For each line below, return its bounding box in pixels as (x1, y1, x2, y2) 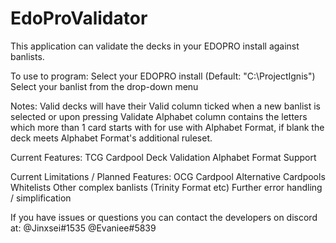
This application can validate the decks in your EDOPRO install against (10, 40, 300, 52)
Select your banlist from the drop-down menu (10, 80, 199, 92)
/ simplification (10, 192, 72, 204)
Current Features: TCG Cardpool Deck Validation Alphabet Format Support (10, 151, 317, 163)
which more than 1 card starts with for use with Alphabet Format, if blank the (10, 121, 325, 133)
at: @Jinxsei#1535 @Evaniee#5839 (10, 222, 157, 234)
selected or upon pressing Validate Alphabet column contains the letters (10, 110, 308, 122)
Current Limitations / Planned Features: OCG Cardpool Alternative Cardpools (10, 170, 326, 182)
